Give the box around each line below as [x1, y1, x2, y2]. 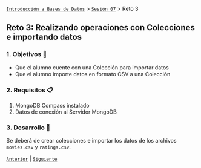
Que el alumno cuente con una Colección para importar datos [15, 63, 170, 71]
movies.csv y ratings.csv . [6, 143, 71, 150]
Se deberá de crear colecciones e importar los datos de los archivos [6, 137, 177, 144]
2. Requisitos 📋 [6, 86, 54, 94]
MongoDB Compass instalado [15, 102, 90, 109]
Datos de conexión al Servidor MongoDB [15, 108, 117, 115]
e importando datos [6, 32, 82, 42]
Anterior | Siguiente [6, 155, 58, 163]
